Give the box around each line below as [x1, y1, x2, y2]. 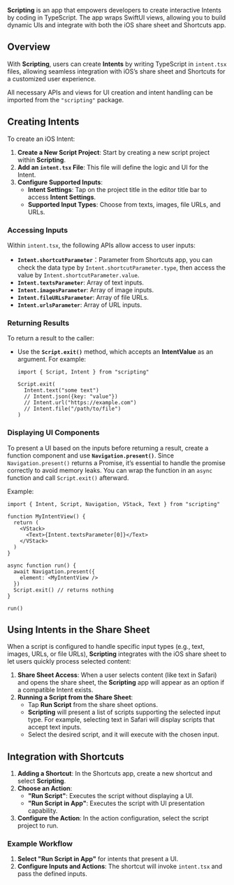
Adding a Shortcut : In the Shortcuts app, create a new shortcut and [17, 769, 213, 778]
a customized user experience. [7, 74, 96, 83]
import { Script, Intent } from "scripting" [17, 369, 149, 376]
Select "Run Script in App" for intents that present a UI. [17, 855, 179, 863]
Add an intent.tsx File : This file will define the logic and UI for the [17, 163, 209, 171]
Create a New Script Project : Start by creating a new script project [17, 148, 210, 156]
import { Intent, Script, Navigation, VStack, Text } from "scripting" [7, 500, 220, 507]
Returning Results [7, 318, 70, 328]
